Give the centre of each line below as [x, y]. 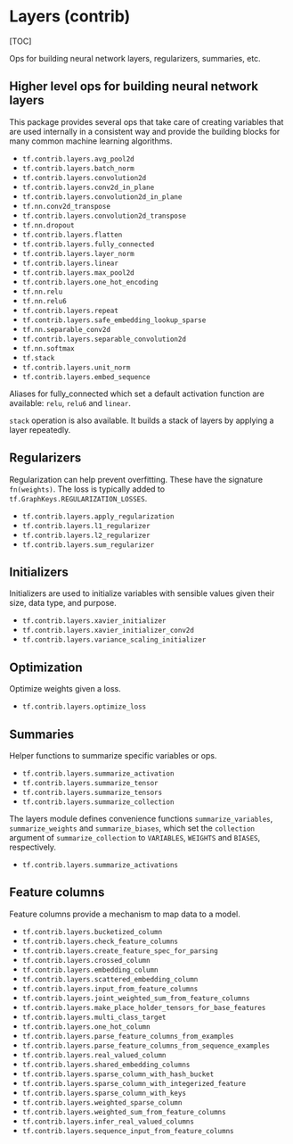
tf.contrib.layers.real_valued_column [94, 1055]
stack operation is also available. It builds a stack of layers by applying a [142, 420]
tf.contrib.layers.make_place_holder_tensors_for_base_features [144, 1007]
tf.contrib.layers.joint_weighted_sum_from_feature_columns [136, 998]
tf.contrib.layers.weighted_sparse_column [102, 1103]
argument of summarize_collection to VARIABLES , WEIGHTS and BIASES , [135, 837]
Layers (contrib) [70, 17]
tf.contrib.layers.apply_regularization [98, 516]
